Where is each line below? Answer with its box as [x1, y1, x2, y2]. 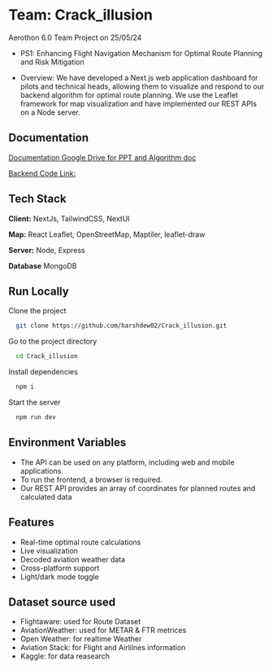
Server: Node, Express [8, 245, 85, 255]
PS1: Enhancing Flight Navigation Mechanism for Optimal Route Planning [19, 48, 262, 58]
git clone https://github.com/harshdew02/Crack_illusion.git [15, 321, 227, 330]
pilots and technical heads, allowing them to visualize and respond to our [19, 81, 265, 91]
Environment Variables [8, 435, 127, 449]
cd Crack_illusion [15, 352, 79, 361]
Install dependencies [8, 367, 79, 377]
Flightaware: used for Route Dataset [19, 617, 141, 627]
